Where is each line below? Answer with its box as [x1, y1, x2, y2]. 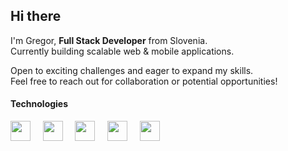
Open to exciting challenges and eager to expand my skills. [10, 64, 254, 76]
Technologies [10, 98, 69, 110]
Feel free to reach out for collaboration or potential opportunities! [10, 75, 278, 87]
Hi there [10, 8, 62, 25]
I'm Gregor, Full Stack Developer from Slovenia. [10, 34, 208, 46]
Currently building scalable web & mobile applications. [10, 45, 235, 57]
